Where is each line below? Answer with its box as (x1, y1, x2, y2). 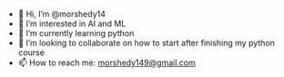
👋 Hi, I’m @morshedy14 (17, 9, 106, 19)
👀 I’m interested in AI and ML (17, 18, 127, 29)
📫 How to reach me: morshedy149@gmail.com (17, 57, 196, 68)
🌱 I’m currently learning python (17, 28, 135, 38)
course (17, 47, 46, 58)
